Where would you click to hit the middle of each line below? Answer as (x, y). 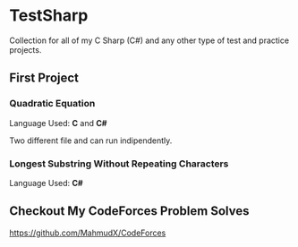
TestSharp (49, 16)
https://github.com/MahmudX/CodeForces (88, 233)
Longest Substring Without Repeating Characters (119, 164)
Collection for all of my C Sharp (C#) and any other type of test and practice (149, 40)
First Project (44, 78)
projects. (26, 49)
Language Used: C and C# (58, 123)
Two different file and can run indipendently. (91, 141)
